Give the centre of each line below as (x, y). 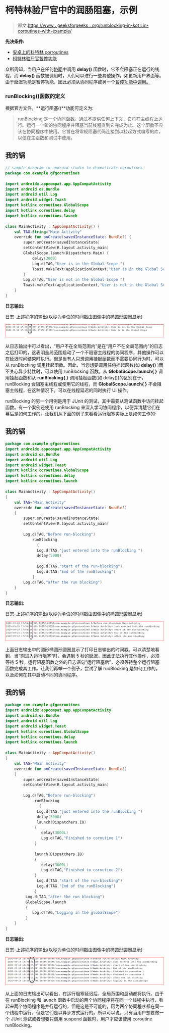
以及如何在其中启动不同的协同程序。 (43, 675)
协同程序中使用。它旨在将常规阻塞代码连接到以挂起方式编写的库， (95, 131)
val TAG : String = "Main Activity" (48, 232)
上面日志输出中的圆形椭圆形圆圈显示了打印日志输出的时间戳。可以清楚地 (80, 650)
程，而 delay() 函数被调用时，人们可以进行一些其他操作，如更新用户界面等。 (84, 75)
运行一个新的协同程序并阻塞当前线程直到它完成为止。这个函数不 (93, 125)
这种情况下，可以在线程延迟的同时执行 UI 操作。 (81, 390)
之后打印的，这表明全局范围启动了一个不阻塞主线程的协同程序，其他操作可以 (84, 353)
